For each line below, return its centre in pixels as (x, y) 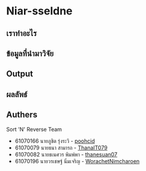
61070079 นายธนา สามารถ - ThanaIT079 (61, 148)
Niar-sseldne (40, 11)
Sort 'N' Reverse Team (34, 129)
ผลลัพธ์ (17, 94)
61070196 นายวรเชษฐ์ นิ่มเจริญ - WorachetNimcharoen (77, 161)
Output (20, 74)
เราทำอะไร (22, 33)
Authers (22, 115)
